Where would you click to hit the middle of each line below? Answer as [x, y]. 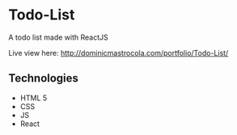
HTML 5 [34, 98]
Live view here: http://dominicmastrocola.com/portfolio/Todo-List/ [118, 53]
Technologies [44, 78]
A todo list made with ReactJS [58, 37]
